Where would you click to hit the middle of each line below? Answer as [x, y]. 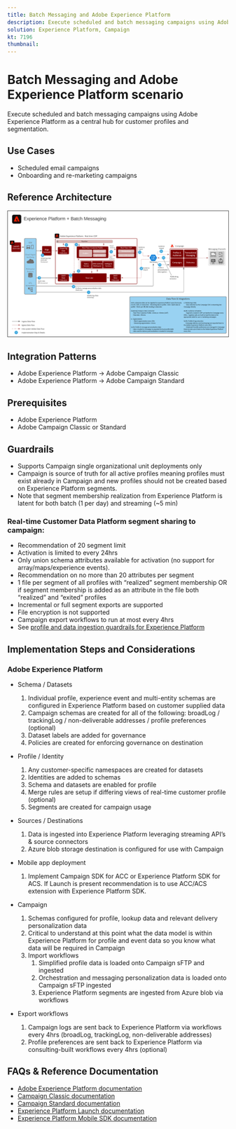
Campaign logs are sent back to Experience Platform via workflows [125, 1027]
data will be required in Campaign [76, 948]
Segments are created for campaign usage [90, 807]
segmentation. [28, 129]
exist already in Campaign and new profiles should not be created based [122, 481]
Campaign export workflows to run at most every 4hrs [96, 620]
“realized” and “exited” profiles [62, 597]
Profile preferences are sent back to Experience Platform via [115, 1042]
